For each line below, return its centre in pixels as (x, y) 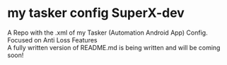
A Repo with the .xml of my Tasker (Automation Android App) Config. (107, 32)
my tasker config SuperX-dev (96, 13)
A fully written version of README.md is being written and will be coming (114, 47)
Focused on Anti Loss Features (52, 40)
